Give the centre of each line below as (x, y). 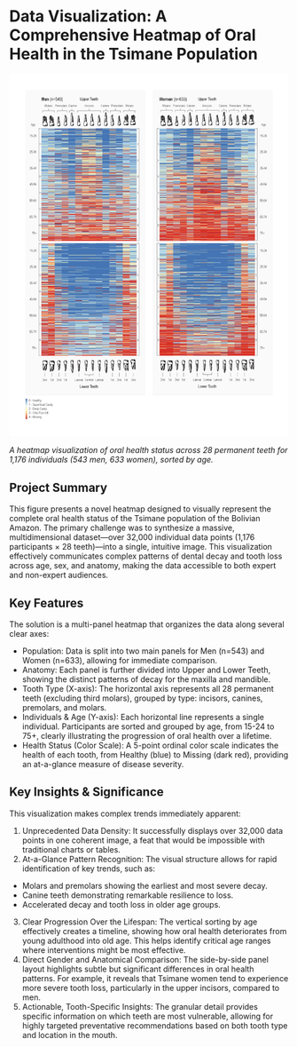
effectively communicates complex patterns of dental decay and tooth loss (146, 556)
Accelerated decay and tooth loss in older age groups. (121, 904)
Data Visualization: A (88, 16)
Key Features (47, 603)
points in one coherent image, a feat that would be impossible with (144, 840)
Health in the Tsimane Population (134, 54)
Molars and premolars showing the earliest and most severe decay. (145, 885)
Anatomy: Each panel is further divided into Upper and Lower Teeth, (146, 670)
